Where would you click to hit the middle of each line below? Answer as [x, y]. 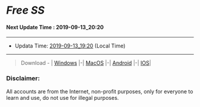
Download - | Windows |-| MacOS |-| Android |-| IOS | [86, 63]
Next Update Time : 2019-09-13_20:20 [55, 27]
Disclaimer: [23, 78]
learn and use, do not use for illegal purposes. [62, 97]
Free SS [25, 10]
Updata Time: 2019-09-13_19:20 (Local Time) [70, 46]
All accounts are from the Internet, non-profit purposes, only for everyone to [100, 91]
